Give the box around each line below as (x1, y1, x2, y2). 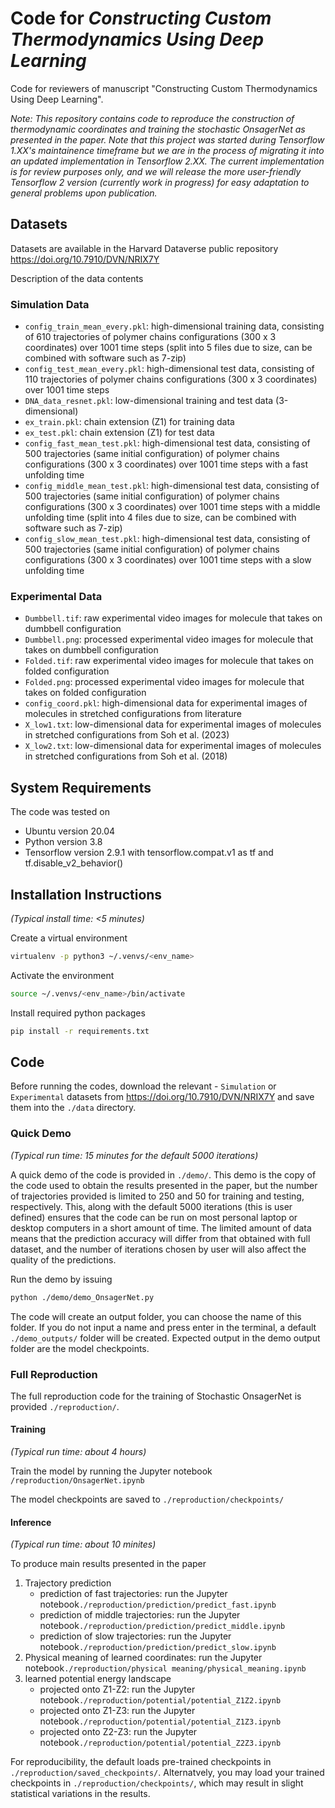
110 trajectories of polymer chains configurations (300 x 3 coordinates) (24, 373, 318, 386)
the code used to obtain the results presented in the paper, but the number (10, 1179, 318, 1191)
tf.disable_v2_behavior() (24, 857, 124, 869)
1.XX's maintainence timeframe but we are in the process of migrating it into (10, 144, 325, 156)
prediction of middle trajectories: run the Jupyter (39, 1609, 241, 1621)
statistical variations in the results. (10, 1788, 151, 1800)
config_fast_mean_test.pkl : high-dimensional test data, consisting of (24, 437, 311, 449)
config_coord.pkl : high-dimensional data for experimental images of (24, 697, 308, 709)
